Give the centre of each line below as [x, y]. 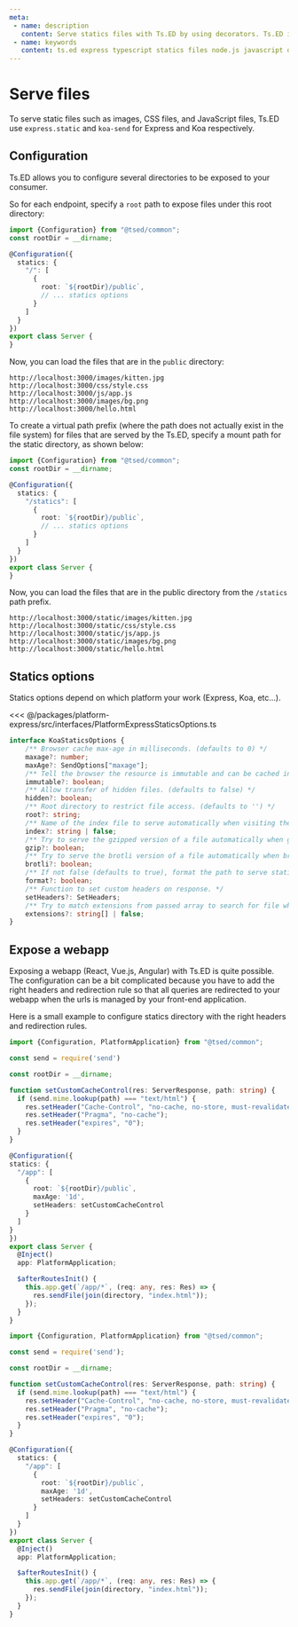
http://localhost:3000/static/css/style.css [93, 626]
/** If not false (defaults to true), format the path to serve [146, 873]
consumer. [29, 186]
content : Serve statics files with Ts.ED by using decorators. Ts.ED [152, 34]
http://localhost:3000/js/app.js [71, 394]
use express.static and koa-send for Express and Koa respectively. [132, 129]
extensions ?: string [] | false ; [85, 914]
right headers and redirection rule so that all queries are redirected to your [145, 990]
